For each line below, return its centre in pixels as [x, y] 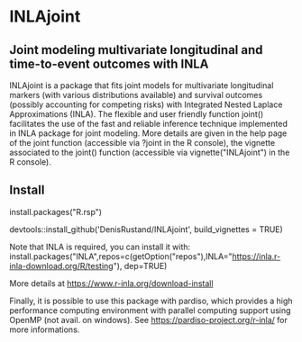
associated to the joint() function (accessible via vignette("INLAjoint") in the [150, 152]
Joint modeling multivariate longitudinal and [136, 50]
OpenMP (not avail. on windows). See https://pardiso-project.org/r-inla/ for [149, 319]
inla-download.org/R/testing [62, 265]
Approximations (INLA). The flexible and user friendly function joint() [137, 114]
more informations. [45, 329]
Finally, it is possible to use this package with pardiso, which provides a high [151, 301]
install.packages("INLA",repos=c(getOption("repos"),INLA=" [121, 256]
